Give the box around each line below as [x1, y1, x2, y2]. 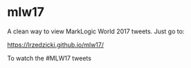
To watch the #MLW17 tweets [7, 53, 92, 62]
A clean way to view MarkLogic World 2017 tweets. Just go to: [7, 27, 185, 35]
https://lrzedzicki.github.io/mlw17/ [7, 40, 104, 49]
